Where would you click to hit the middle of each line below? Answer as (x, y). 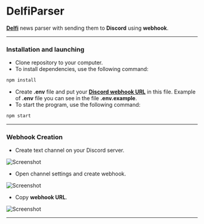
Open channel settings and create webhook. (70, 174)
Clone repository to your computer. (59, 63)
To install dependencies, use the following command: (82, 69)
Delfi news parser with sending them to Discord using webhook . (87, 28)
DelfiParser (36, 11)
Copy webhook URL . (41, 197)
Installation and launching (46, 49)
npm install (21, 80)
